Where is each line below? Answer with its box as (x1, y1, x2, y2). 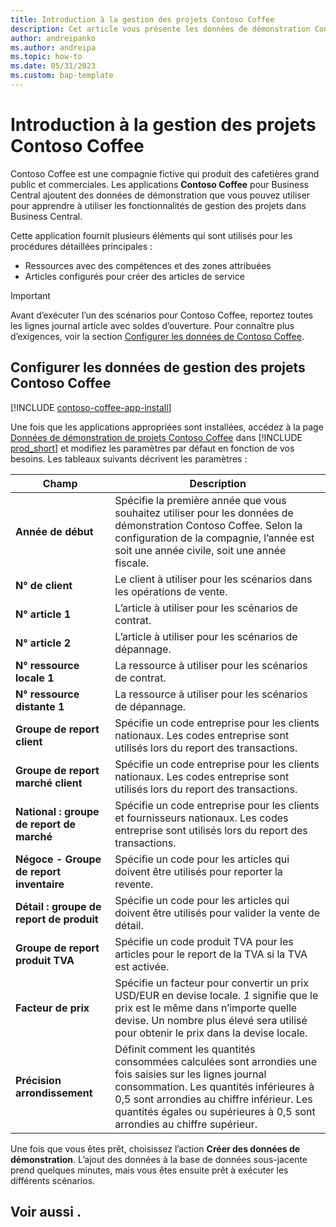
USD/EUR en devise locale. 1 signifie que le (114, 988, 319, 1002)
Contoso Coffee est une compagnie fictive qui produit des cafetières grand (10, 167, 320, 180)
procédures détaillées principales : (10, 240, 153, 252)
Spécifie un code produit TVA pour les (114, 934, 294, 948)
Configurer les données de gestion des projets (10, 359, 306, 376)
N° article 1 (15, 607, 72, 621)
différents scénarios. (10, 1174, 96, 1186)
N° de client (15, 578, 73, 592)
